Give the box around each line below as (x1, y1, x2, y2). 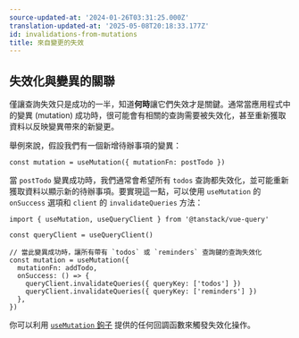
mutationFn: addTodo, (17, 264, 98, 273)
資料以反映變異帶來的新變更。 (9, 122, 119, 132)
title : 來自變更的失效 (9, 38, 85, 47)
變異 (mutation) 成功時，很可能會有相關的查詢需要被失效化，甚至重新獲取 (16, 110, 287, 121)
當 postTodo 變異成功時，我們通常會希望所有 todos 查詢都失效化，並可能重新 (9, 175, 289, 186)
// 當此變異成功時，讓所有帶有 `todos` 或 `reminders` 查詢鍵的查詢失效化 (9, 248, 262, 258)
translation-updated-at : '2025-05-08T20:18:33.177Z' (9, 21, 210, 30)
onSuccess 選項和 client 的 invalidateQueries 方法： (9, 198, 203, 208)
